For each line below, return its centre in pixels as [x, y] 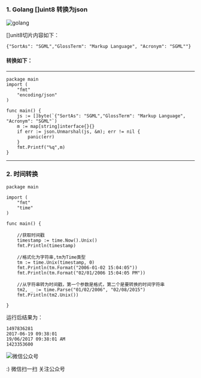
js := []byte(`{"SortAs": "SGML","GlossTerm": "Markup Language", [101, 116]
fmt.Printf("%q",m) [41, 147]
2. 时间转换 [22, 174]
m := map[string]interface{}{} [56, 126]
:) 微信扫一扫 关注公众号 [36, 368]
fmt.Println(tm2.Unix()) [48, 295]
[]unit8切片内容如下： [33, 35]
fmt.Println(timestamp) [47, 246]
